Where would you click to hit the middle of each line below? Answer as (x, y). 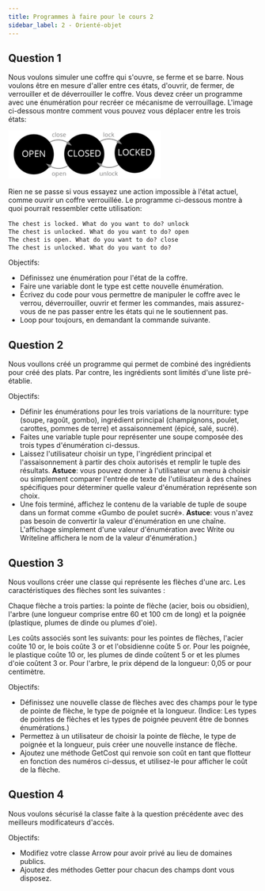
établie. (21, 381)
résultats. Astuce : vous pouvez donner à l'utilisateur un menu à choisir (135, 471)
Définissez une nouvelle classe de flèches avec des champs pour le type (138, 702)
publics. (32, 861)
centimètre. (27, 671)
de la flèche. (40, 770)
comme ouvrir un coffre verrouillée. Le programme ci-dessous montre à (125, 200)
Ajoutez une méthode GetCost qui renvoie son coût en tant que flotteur (135, 752)
